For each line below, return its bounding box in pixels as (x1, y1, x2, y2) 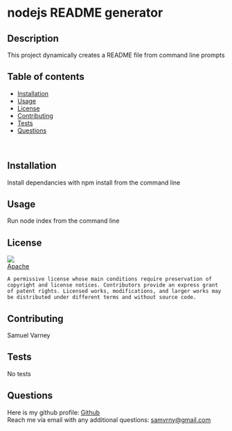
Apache (7, 262, 30, 271)
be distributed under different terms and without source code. (7, 294, 197, 301)
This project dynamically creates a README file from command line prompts (7, 51, 225, 59)
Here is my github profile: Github (7, 408, 100, 416)
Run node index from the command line (7, 217, 120, 225)
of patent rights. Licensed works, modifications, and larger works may (7, 288, 222, 295)
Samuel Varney (7, 331, 51, 339)
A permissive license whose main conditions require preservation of (7, 276, 213, 282)
